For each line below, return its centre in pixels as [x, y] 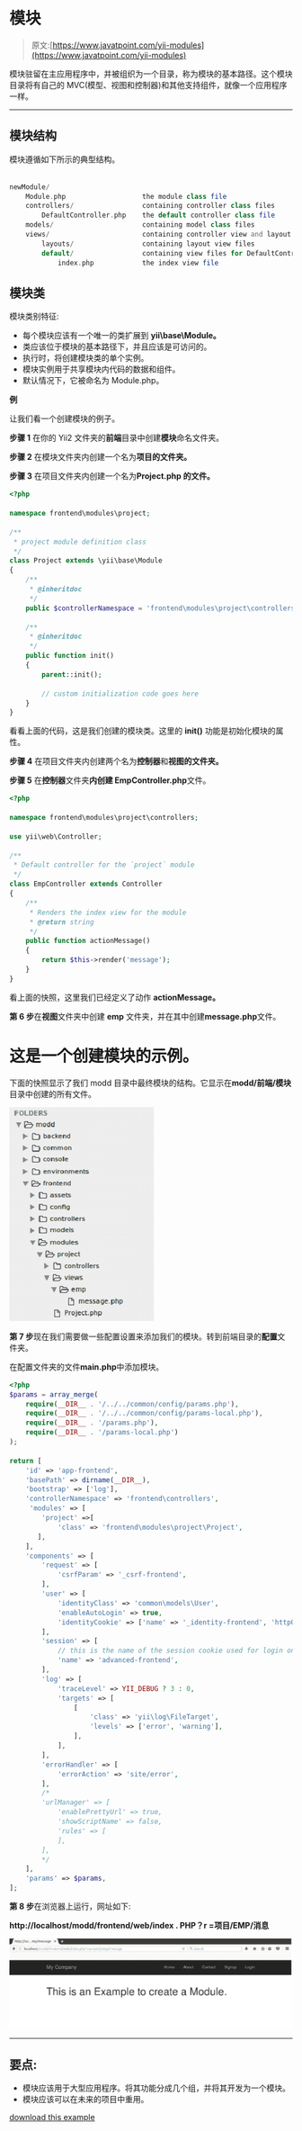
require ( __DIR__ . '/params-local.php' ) [102, 1433]
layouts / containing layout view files [148, 244]
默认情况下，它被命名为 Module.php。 [93, 381]
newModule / [30, 187]
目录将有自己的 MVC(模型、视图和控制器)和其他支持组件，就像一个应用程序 [148, 85]
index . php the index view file [138, 263]
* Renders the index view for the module [108, 913]
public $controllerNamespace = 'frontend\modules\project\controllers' [162, 608]
